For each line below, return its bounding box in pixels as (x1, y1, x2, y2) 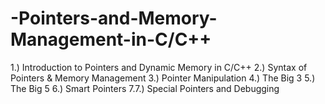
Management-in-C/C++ (10, 28, 212, 51)
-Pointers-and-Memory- (10, 7, 218, 30)
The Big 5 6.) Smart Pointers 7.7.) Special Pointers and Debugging (10, 82, 280, 94)
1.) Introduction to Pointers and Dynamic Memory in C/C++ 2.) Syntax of (10, 61, 308, 73)
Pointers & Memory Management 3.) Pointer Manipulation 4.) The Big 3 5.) (10, 72, 316, 84)
